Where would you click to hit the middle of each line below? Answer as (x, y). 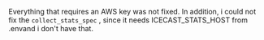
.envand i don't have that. (51, 28)
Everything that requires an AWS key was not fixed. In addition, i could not (132, 12)
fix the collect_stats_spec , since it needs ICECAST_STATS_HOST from (128, 20)
